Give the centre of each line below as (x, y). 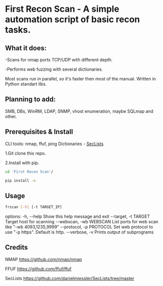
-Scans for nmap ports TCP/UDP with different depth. (59, 60)
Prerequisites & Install (39, 132)
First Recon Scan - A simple (62, 9)
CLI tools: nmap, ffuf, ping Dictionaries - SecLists (54, 144)
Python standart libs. (26, 84)
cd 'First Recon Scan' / (29, 172)
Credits (17, 247)
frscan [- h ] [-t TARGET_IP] (34, 207)
